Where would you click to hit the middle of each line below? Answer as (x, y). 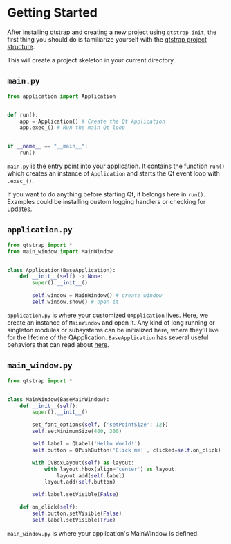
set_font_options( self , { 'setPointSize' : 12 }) (100, 425)
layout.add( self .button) (80, 482)
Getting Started (53, 13)
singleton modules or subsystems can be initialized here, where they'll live (113, 330)
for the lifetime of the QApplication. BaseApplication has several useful (108, 337)
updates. (20, 209)
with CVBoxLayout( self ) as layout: (83, 463)
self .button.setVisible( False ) (77, 513)
